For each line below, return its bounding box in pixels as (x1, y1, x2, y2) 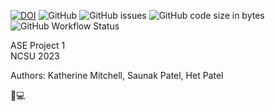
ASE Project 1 (10, 40, 66, 51)
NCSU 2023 (10, 50, 60, 62)
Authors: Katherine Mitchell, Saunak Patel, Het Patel (10, 70, 224, 81)
